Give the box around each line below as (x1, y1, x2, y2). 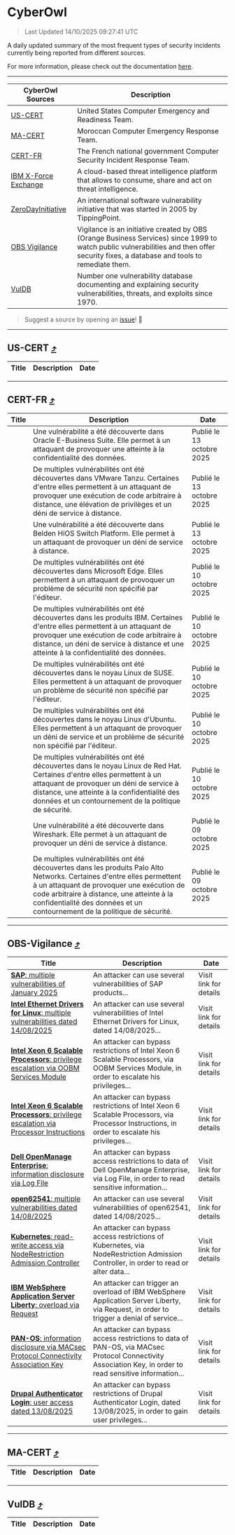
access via (29, 1240, 64, 1250)
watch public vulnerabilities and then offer (76, 241, 215, 251)
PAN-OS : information (10, 1334, 82, 1343)
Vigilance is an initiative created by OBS (76, 224, 208, 234)
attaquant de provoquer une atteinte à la (32, 444, 165, 453)
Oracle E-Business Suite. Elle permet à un (32, 435, 171, 445)
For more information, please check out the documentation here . (7, 62, 194, 70)
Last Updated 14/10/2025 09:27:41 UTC (24, 27, 138, 36)
